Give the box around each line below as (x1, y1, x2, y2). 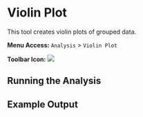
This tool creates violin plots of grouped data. (7, 28, 137, 36)
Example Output (7, 98, 78, 110)
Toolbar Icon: (7, 55, 46, 63)
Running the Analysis (7, 75, 102, 87)
